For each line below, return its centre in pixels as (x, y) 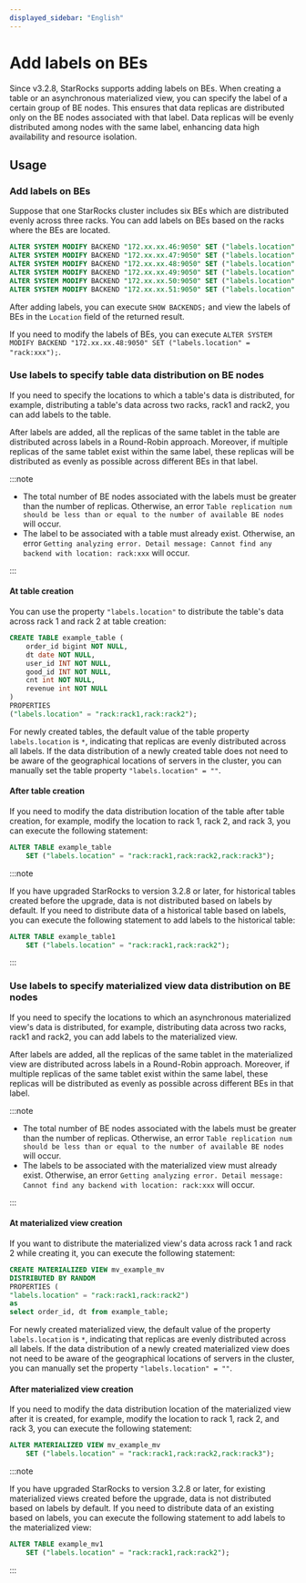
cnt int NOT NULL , (61, 680)
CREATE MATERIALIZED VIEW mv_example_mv (87, 1270)
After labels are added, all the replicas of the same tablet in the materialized (151, 1054)
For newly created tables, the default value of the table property (129, 731)
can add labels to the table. (61, 414)
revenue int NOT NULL (66, 689)
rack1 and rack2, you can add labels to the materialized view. (124, 1037)
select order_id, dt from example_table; (89, 1312)
